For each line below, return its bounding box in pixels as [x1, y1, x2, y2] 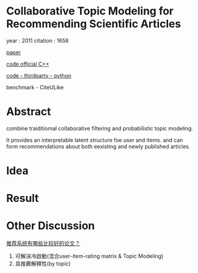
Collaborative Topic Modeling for [6, 4, 174, 18]
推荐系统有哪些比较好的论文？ [6, 240, 80, 247]
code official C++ [6, 60, 49, 67]
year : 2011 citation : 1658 [6, 37, 69, 44]
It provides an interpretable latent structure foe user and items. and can [6, 136, 184, 143]
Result [6, 192, 39, 206]
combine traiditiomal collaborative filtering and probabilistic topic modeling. [6, 125, 194, 132]
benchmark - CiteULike [6, 83, 64, 91]
